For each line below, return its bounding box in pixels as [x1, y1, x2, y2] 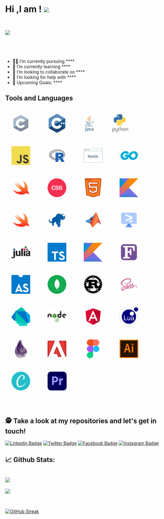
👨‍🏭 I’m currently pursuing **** [12, 58, 75, 64]
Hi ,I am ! [5, 4, 42, 15]
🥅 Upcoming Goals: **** [12, 79, 62, 86]
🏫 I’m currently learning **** [12, 64, 71, 70]
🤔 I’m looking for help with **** [12, 74, 76, 80]
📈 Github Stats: [5, 455, 55, 464]
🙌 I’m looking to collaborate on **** [12, 69, 85, 75]
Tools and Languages [5, 94, 73, 103]
